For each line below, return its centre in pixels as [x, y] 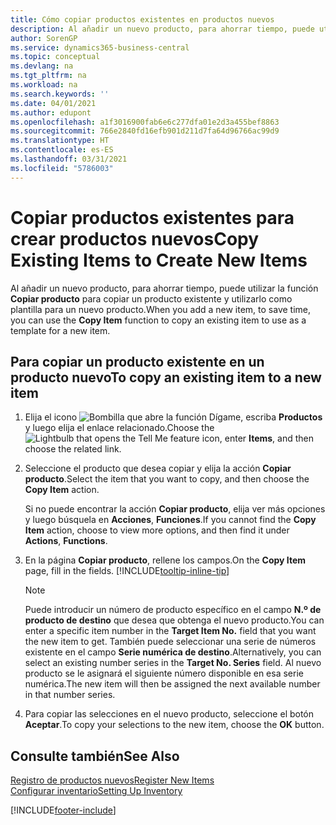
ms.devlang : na [42, 66]
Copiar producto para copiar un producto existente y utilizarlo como [151, 298]
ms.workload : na [44, 85]
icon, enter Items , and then [258, 438]
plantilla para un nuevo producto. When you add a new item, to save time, [161, 309]
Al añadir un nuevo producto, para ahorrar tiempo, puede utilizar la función [164, 288]
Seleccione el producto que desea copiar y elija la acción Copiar [158, 468]
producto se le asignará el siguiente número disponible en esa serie [164, 673]
